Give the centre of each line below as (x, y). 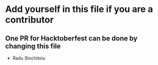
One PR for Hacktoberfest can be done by (71, 38)
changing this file (33, 46)
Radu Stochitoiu (29, 58)
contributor (30, 20)
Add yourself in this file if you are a (79, 9)
